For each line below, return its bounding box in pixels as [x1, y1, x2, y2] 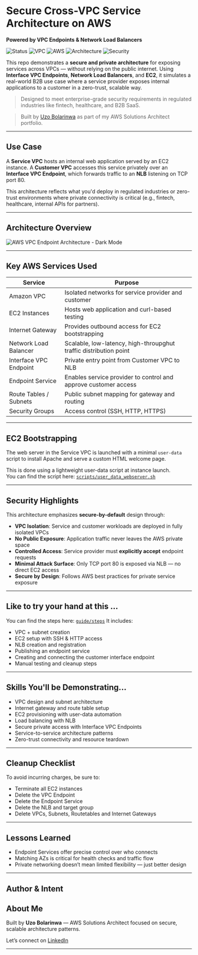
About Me [6, 904, 43, 914]
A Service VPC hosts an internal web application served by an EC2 [6, 157, 169, 164]
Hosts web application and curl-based [64, 305, 172, 313]
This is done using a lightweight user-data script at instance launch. [6, 467, 171, 474]
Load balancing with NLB [14, 717, 76, 724]
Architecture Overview [6, 223, 92, 233]
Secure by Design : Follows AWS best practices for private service [14, 573, 176, 580]
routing [64, 398, 84, 406]
